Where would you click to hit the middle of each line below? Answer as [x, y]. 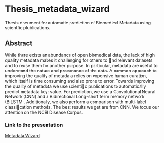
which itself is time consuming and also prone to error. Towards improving [80, 81]
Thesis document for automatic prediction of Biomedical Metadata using [78, 23]
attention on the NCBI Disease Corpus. [44, 112]
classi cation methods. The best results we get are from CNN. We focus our [82, 107]
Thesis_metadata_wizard [57, 9]
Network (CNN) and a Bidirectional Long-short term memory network [75, 96]
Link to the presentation [34, 125]
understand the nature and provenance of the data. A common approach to [81, 71]
